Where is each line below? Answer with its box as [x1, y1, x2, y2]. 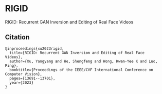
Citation [5, 33, 30, 41]
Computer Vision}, [5, 72, 42, 76]
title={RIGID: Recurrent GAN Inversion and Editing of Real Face [9, 50, 145, 55]
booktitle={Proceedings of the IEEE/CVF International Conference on [9, 67, 153, 72]
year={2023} [9, 80, 34, 85]
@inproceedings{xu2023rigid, [5, 46, 64, 51]
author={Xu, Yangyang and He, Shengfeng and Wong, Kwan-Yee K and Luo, [9, 59, 158, 64]
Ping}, [5, 63, 18, 68]
